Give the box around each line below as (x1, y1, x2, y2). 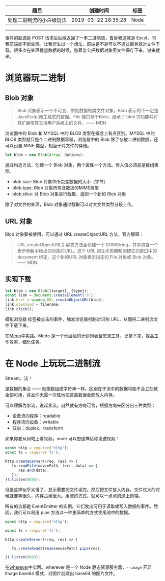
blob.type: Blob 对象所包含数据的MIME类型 (12, 185, 99, 191)
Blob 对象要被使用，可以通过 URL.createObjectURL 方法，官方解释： (5, 231, 144, 237)
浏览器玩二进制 (5, 72, 66, 84)
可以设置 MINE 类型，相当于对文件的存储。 (5, 143, 92, 148)
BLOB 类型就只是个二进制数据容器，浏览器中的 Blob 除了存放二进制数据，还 (5, 136, 158, 142)
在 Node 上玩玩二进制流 (5, 358, 101, 369)
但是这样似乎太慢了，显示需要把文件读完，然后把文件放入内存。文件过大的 (5, 486, 156, 492)
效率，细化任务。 (9, 339, 44, 345)
